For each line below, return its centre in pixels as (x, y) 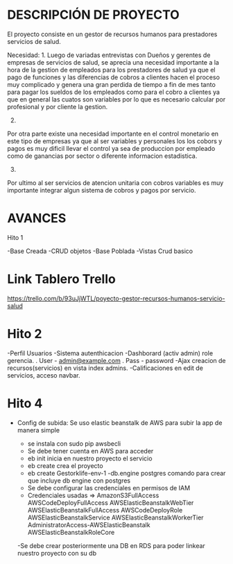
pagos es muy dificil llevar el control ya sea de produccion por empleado (111, 148)
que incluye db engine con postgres (79, 481)
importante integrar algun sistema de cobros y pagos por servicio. (102, 190)
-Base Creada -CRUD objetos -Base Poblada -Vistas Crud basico (100, 251)
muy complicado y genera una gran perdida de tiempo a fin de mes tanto (112, 84)
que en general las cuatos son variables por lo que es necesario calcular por (116, 99)
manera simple (38, 430)
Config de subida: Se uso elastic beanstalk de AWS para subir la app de (120, 422)
